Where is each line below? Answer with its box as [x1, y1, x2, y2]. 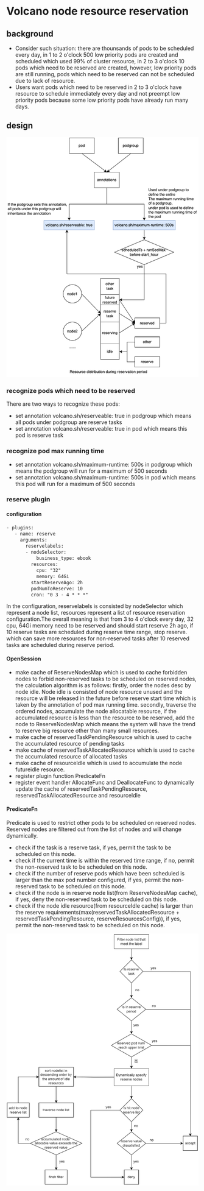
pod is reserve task [15, 431, 64, 439]
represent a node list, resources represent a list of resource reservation [6, 609, 186, 616]
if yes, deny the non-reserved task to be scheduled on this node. [15, 896, 178, 903]
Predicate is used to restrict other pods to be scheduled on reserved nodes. [6, 819, 197, 827]
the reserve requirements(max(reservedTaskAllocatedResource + [15, 909, 180, 916]
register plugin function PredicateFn [15, 772, 105, 779]
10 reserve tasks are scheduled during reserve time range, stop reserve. [6, 628, 188, 635]
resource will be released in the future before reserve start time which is [15, 694, 197, 702]
